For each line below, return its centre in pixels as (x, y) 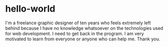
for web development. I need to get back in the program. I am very (75, 33)
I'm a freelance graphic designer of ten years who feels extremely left (78, 23)
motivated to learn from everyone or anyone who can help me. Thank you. (83, 39)
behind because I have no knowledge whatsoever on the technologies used (84, 28)
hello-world (30, 9)
